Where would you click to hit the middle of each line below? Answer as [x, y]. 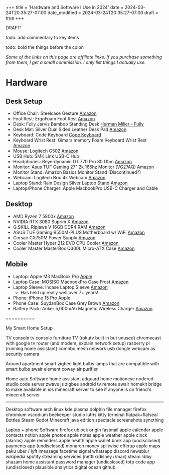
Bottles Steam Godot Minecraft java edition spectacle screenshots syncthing [85, 420]
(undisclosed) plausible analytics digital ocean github [61, 467]
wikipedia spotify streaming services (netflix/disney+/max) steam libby [79, 456]
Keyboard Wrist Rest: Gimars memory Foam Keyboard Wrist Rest [80, 140]
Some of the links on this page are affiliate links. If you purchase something [84, 57]
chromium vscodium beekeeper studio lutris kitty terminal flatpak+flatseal [82, 415]
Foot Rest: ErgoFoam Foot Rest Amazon [54, 119]
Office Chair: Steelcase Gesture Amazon [55, 113]
